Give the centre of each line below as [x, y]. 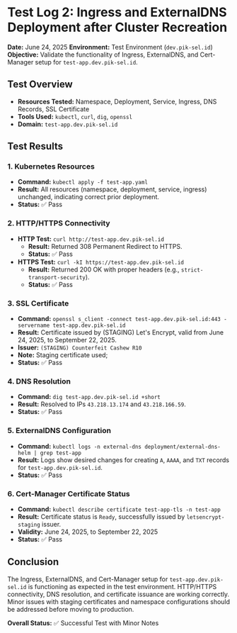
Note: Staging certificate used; [63, 355]
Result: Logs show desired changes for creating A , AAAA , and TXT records [123, 460]
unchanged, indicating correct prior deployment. [88, 197]
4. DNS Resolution [39, 381]
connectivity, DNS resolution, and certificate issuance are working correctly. [118, 594]
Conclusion [33, 562]
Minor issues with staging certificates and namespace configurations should [119, 601]
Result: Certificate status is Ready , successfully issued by [101, 516]
